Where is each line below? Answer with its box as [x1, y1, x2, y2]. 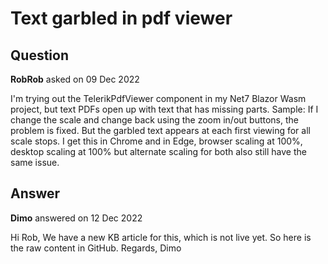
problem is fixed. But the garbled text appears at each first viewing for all [10, 125, 311, 136]
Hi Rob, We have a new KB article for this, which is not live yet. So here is [10, 231, 312, 243]
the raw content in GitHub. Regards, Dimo [10, 242, 182, 254]
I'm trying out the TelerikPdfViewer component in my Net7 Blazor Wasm [10, 93, 307, 104]
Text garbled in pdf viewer [10, 7, 233, 30]
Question [10, 47, 69, 64]
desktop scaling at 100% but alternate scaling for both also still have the [10, 146, 307, 157]
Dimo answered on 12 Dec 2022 [10, 212, 143, 224]
